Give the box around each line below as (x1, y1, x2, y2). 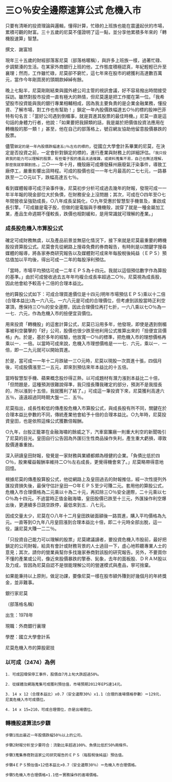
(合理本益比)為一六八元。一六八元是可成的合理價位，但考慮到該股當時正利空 (5, 298, 166, 304)
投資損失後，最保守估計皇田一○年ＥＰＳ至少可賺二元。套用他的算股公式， (9, 483, 166, 489)
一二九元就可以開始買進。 (18, 347, 73, 353)
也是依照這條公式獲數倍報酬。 (23, 418, 86, 424)
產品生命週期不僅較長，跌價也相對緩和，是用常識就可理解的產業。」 (14, 211, 156, 217)
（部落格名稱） (5, 601, 37, 607)
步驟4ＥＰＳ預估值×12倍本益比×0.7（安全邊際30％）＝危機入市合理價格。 (5, 762, 139, 768)
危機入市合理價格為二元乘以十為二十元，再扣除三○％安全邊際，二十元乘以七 (5, 489, 166, 495)
